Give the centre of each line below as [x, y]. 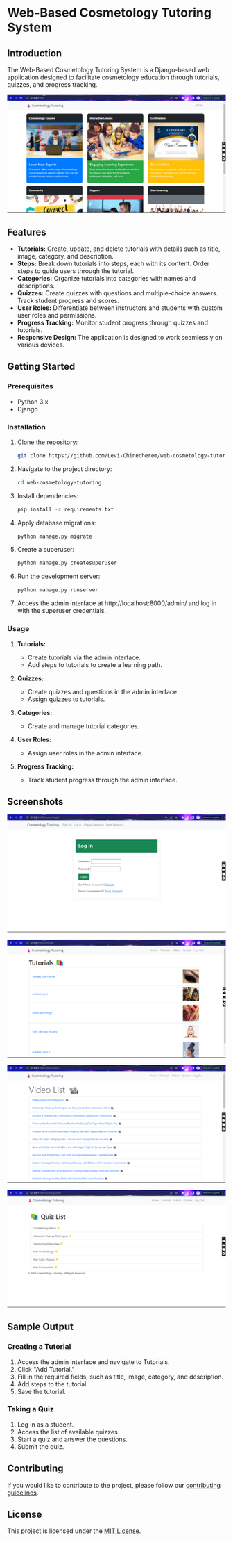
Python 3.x [33, 402]
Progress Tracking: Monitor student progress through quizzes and [112, 322]
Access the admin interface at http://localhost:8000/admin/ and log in [117, 603]
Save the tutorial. [41, 1391]
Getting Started [41, 367]
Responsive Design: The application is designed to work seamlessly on [120, 337]
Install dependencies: [48, 495]
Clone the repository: [48, 442]
